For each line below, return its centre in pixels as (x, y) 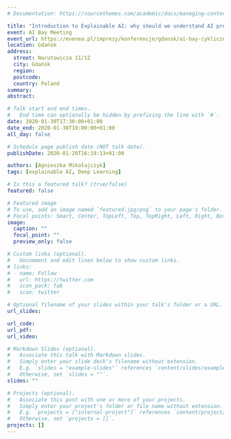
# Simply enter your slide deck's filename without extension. (102, 362)
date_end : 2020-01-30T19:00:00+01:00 (61, 128)
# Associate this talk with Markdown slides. (77, 355)
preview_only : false (43, 242)
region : (24, 71)
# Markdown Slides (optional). (52, 349)
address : (20, 52)
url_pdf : (20, 330)
